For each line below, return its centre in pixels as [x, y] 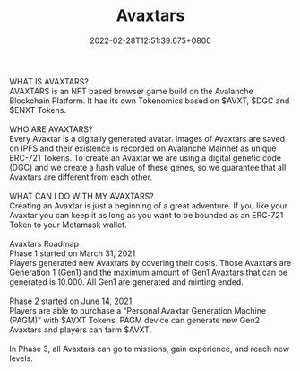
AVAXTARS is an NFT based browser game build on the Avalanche [131, 91]
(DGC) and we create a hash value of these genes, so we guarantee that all [148, 167]
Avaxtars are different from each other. [81, 177]
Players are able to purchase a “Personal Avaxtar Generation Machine [138, 310]
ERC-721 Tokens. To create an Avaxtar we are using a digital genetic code [146, 157]
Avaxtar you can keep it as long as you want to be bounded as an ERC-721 [146, 215]
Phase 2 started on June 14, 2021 [71, 301]
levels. [21, 358]
